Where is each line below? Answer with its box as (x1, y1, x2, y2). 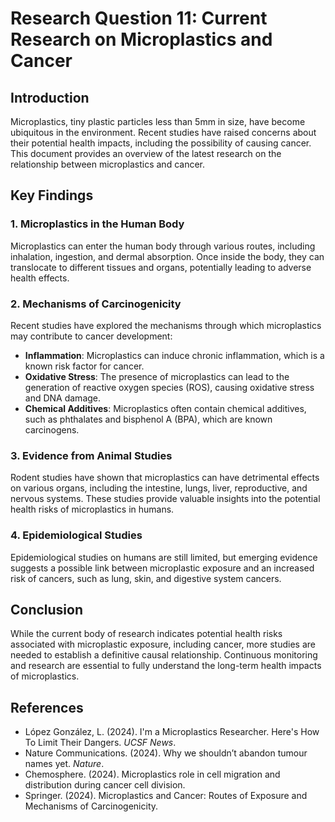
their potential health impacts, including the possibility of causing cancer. (10, 137, 312, 149)
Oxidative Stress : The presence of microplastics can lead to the (24, 370, 290, 382)
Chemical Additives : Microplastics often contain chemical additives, (24, 402, 307, 414)
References (10, 699, 84, 716)
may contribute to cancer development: (10, 330, 173, 342)
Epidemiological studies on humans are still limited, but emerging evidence (10, 551, 318, 563)
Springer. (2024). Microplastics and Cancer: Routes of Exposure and (24, 790, 308, 802)
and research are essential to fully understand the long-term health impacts (10, 660, 322, 672)
